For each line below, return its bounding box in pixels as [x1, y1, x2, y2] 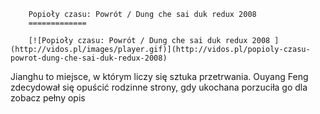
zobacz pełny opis [10, 92, 86, 104]
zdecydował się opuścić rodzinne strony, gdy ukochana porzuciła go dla [10, 81, 308, 93]
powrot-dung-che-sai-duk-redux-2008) [10, 53, 168, 63]
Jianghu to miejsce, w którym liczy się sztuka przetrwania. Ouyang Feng [10, 71, 309, 82]
